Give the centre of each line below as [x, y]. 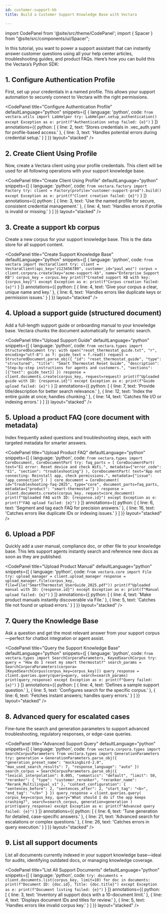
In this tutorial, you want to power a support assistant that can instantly [78, 48]
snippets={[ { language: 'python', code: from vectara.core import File [79, 572]
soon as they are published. [34, 557]
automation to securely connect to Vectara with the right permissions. [77, 97]
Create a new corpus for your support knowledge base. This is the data [79, 239]
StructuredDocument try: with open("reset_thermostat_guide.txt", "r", [81, 350]
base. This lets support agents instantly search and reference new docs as [82, 551]
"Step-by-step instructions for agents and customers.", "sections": [79, 368]
